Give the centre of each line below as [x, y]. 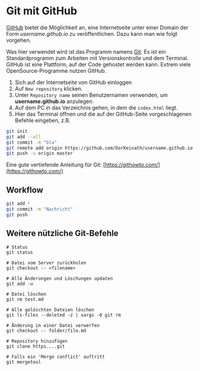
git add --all [24, 137]
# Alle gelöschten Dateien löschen [50, 310]
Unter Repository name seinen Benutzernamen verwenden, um [91, 95]
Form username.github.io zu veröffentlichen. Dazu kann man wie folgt [92, 33]
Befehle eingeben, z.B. [43, 120]
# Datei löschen [26, 294]
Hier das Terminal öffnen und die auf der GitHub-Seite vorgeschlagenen [103, 114]
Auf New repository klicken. [49, 88]
